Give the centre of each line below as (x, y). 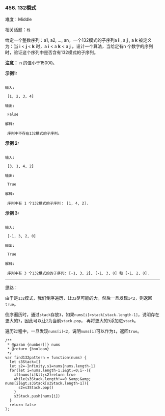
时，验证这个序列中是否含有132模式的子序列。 (52, 52)
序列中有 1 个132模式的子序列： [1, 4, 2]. (48, 204)
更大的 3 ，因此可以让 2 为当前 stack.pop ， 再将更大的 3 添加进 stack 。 (72, 321)
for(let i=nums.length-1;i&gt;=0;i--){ (50, 371)
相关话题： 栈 (18, 30)
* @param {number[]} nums (34, 345)
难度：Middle (18, 19)
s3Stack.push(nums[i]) (37, 396)
